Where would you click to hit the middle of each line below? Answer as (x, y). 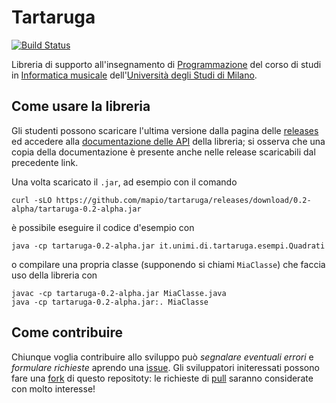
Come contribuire (67, 332)
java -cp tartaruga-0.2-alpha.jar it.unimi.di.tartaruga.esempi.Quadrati (168, 246)
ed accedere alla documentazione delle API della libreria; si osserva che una (168, 141)
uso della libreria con (54, 275)
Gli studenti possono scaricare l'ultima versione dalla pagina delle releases (165, 130)
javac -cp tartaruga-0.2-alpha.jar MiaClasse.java (119, 293)
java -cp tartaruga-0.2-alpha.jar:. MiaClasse (110, 302)
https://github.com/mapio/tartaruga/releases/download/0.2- (183, 200)
